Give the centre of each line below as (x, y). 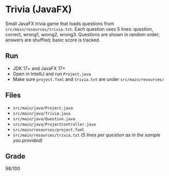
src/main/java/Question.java (44, 119)
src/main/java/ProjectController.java (54, 124)
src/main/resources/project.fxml (49, 130)
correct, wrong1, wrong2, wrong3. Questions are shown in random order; (83, 34)
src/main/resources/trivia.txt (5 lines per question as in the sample (87, 135)
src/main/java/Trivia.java (42, 114)
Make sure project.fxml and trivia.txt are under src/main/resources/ (88, 79)
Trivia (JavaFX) (39, 9)
